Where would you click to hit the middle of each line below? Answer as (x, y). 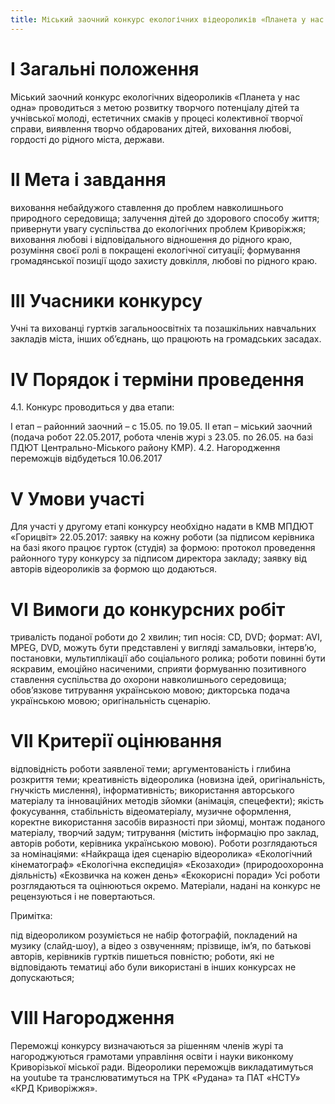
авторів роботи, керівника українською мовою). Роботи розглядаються (164, 843)
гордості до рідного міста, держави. (87, 139)
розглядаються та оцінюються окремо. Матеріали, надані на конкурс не (166, 886)
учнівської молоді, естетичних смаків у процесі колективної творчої (156, 118)
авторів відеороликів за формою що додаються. (114, 569)
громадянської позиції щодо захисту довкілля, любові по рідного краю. (164, 260)
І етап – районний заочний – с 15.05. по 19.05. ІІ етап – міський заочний (161, 427)
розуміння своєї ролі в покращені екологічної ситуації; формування (155, 250)
